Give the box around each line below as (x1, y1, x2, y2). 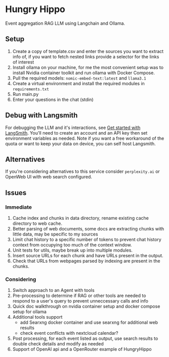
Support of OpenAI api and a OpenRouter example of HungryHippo (12, 346, 152, 352)
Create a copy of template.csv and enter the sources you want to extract (12, 48, 164, 54)
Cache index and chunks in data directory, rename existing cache (12, 215, 149, 221)
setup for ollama (12, 309, 47, 315)
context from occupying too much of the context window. (12, 242, 132, 248)
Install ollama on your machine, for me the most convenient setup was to (12, 64, 164, 70)
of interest (12, 59, 34, 65)
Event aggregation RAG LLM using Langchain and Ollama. (5, 20, 125, 26)
